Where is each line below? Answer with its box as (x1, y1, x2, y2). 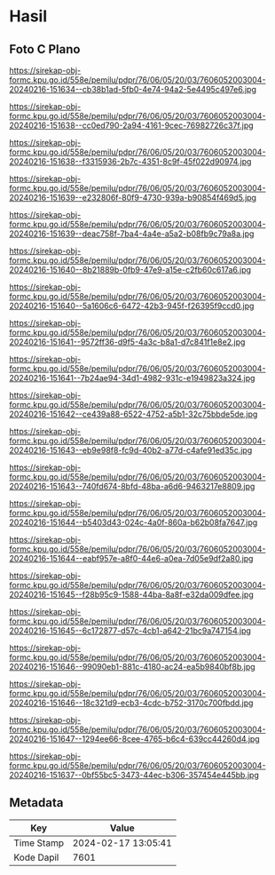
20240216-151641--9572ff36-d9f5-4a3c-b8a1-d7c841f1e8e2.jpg (9, 337, 246, 347)
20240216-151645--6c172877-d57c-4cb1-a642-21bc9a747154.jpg (9, 625, 251, 636)
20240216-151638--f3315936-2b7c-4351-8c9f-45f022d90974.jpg (9, 156, 252, 166)
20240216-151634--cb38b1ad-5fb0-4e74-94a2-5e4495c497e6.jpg (9, 84, 257, 94)
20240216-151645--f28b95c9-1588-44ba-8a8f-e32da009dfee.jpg (9, 589, 255, 600)
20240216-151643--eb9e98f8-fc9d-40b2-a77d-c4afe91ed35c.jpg (9, 445, 253, 455)
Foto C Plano (9, 42, 81, 57)
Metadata (9, 795, 64, 810)
